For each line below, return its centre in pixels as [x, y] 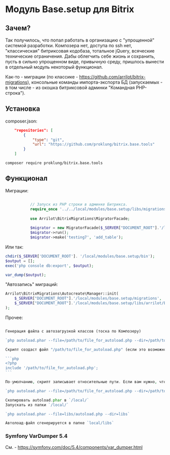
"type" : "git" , [48, 140]
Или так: [14, 247]
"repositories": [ [34, 130]
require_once [44, 209]
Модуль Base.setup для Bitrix [70, 9]
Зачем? [18, 28]
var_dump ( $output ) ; [26, 275]
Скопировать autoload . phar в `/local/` [47, 400]
